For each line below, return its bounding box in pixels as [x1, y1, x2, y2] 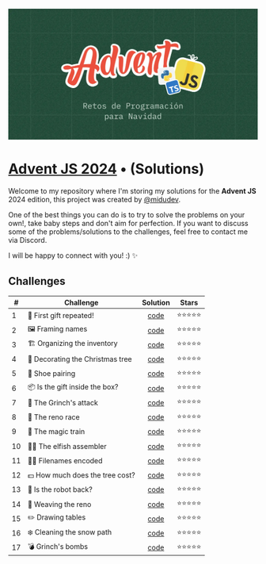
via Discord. [8, 236, 47, 245]
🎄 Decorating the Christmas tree [27, 355, 132, 364]
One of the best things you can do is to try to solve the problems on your [8, 210, 245, 220]
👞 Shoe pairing [27, 369, 76, 378]
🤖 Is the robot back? [27, 485, 93, 494]
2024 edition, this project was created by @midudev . [8, 195, 180, 205]
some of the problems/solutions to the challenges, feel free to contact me [8, 227, 248, 236]
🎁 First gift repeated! [27, 311, 94, 320]
